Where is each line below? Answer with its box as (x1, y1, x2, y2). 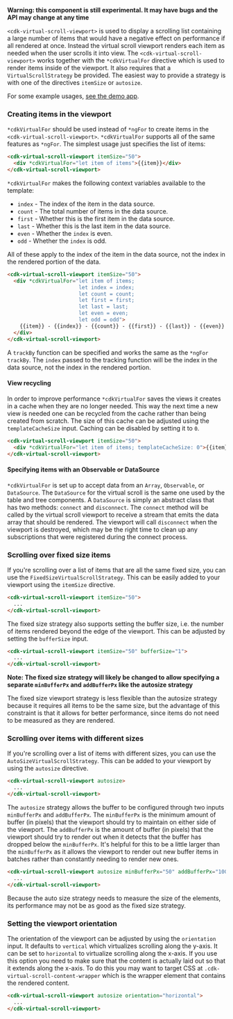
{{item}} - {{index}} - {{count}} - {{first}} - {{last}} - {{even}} (19, 323, 225, 330)
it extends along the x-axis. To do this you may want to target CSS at (7, 963, 203, 972)
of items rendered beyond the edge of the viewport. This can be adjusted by (7, 627, 225, 635)
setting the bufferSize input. (7, 634, 89, 643)
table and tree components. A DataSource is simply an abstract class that (7, 495, 215, 504)
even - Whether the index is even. (17, 229, 113, 237)
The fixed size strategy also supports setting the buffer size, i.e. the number (7, 619, 224, 628)
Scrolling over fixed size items (7, 549, 111, 559)
